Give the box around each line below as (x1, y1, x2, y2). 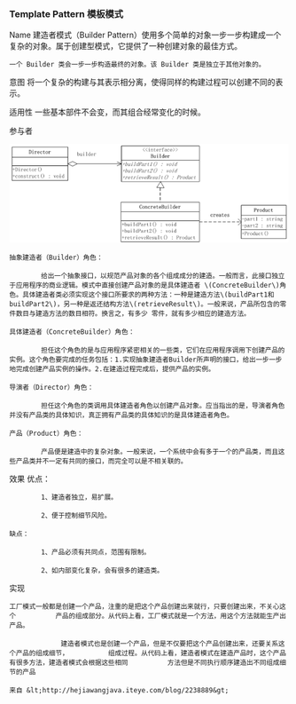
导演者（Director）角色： (9, 384, 95, 392)
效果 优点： (9, 473, 51, 485)
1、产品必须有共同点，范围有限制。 (41, 548, 151, 557)
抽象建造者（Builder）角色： (9, 253, 104, 263)
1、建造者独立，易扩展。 (41, 493, 118, 502)
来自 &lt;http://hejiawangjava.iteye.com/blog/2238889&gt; (9, 686, 230, 695)
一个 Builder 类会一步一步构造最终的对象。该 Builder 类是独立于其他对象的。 (9, 60, 266, 69)
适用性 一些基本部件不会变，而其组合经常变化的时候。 (9, 107, 206, 117)
